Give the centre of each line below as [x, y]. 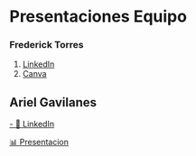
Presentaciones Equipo [98, 17]
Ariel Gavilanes [53, 102]
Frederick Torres [47, 45]
